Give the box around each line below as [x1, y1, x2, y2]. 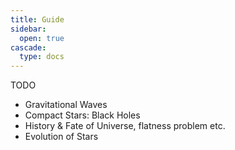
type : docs [19, 52, 65, 62]
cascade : [10, 42, 47, 53]
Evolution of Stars [24, 131, 99, 143]
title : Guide [10, 14, 65, 25]
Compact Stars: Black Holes [24, 109, 141, 121]
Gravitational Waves [24, 99, 108, 111]
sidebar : [10, 24, 47, 34]
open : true [19, 33, 65, 43]
